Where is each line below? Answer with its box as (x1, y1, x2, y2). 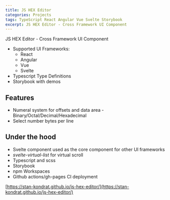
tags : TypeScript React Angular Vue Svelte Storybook (5, 17, 123, 22)
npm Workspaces (12, 168, 50, 174)
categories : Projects (5, 12, 52, 17)
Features (5, 93, 34, 102)
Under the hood (5, 133, 56, 142)
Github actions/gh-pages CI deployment (12, 173, 98, 179)
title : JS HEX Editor (5, 7, 52, 13)
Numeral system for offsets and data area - (12, 107, 104, 113)
